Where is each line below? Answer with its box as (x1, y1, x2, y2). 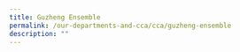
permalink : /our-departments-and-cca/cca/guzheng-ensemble (9, 21, 232, 30)
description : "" (9, 29, 69, 38)
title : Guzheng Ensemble (9, 12, 101, 22)
